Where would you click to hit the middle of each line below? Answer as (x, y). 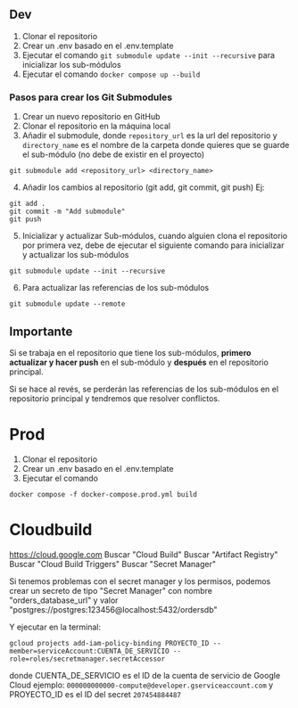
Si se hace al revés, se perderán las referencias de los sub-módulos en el (144, 389)
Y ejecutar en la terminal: (55, 627)
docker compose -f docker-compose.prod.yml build (103, 494)
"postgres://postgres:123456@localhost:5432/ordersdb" (113, 609)
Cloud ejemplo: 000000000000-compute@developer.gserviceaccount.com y (141, 685)
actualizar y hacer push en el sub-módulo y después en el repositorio (139, 362)
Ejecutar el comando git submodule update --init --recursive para (148, 55)
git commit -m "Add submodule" (67, 212)
